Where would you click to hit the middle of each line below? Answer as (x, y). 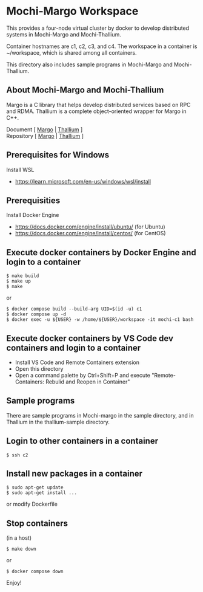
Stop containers (37, 523)
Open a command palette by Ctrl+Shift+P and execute (82, 375)
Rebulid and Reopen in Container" (88, 382)
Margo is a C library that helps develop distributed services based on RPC (98, 105)
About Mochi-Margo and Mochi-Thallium (85, 90)
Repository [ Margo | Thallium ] (45, 136)
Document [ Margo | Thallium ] (45, 129)
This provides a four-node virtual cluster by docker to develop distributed (98, 28)
